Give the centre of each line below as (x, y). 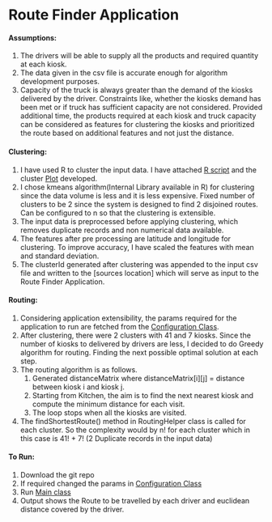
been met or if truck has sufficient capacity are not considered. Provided (141, 108)
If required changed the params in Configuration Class (111, 484)
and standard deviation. (59, 256)
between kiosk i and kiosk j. (79, 387)
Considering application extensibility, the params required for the (128, 318)
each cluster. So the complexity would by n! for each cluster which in (135, 430)
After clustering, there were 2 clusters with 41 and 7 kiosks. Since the (135, 335)
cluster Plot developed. (59, 178)
